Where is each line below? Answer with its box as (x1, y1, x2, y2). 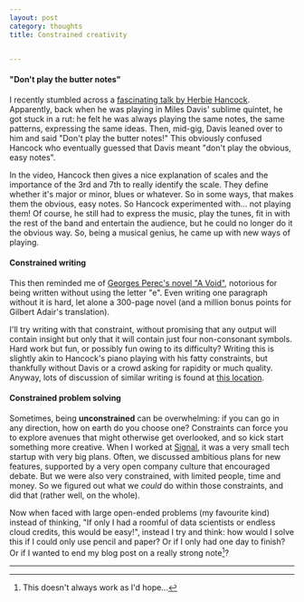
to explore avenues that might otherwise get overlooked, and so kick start (9, 432, 284, 443)
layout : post (9, 13, 59, 23)
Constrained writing (9, 257, 87, 268)
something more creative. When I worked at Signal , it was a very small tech (9, 441, 290, 453)
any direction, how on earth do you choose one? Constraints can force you (9, 422, 289, 433)
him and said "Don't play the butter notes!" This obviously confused (9, 132, 262, 143)
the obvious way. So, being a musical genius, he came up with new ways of (9, 227, 291, 238)
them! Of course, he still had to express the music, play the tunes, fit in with (9, 207, 291, 218)
